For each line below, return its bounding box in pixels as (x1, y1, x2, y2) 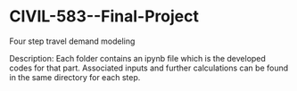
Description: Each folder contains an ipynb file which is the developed (9, 53, 266, 63)
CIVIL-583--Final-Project (9, 6, 199, 27)
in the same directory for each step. (9, 71, 141, 82)
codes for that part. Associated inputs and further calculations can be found (9, 62, 289, 73)
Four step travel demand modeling (9, 36, 136, 46)
